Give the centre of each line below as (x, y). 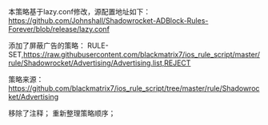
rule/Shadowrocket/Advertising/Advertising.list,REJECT (100, 63)
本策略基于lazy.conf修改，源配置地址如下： (80, 12)
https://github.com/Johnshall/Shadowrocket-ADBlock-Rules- (108, 21)
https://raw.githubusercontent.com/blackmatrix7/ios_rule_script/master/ (142, 55)
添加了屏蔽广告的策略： (47, 45)
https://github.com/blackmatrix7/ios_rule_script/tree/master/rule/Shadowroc (134, 88)
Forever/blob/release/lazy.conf (59, 29)
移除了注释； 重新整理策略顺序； (62, 113)
